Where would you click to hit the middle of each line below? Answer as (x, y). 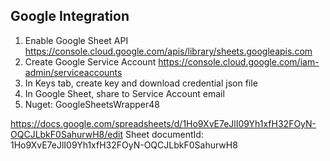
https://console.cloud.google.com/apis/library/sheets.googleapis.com (168, 51)
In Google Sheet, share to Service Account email (124, 93)
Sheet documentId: (164, 134)
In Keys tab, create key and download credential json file (141, 83)
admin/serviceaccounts (73, 72)
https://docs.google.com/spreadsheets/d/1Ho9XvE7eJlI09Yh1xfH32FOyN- (163, 123)
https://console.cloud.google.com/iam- (239, 61)
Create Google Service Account (90, 61)
